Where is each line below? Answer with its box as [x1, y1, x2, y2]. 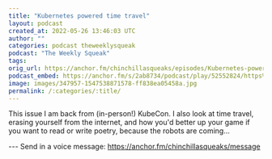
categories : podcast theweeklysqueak [8, 42, 136, 50]
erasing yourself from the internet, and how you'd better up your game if [8, 118, 250, 128]
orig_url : [8, 65, 42, 73]
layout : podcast [8, 19, 63, 27]
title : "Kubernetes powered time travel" [8, 11, 151, 20]
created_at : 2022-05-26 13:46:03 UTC [8, 27, 136, 35]
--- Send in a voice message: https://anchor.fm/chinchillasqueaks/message [8, 142, 261, 152]
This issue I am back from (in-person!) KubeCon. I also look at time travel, [8, 109, 254, 119]
